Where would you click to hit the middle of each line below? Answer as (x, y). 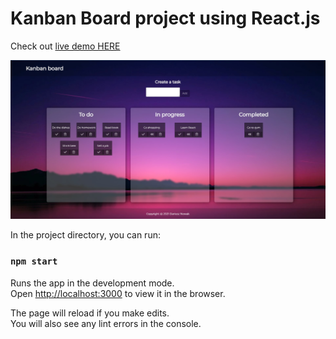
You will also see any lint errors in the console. (106, 323)
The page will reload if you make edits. (90, 313)
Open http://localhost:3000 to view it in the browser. (118, 293)
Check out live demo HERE (65, 46)
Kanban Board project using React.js (165, 18)
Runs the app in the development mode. (92, 283)
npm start (34, 261)
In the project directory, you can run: (85, 235)
